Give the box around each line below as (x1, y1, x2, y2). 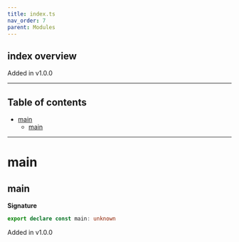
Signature (7, 201, 38, 210)
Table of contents (7, 96, 87, 108)
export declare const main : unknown (7, 215, 116, 222)
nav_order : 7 (7, 17, 46, 24)
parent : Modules (7, 23, 55, 31)
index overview (7, 50, 77, 62)
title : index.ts (7, 10, 55, 18)
